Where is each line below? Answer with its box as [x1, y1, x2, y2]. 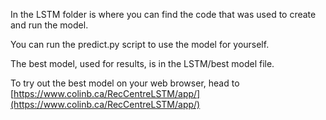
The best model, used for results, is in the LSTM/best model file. [10, 58, 275, 69]
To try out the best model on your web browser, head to [10, 77, 240, 89]
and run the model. [10, 19, 89, 31]
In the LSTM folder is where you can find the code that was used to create [10, 9, 317, 20]
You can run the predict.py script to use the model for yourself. [10, 39, 270, 50]
